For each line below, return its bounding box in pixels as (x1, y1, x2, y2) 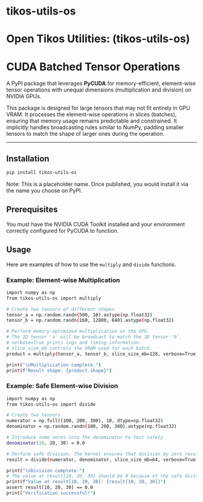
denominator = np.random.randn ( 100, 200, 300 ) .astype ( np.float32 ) (6, 423, 177, 430)
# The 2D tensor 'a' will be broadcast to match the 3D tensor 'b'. (6, 334, 182, 340)
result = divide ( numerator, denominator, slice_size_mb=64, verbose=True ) (6, 457, 199, 463)
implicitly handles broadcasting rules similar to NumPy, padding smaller (6, 124, 184, 131)
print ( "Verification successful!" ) (6, 490, 96, 497)
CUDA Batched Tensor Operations (6, 59, 181, 73)
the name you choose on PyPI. (6, 187, 83, 194)
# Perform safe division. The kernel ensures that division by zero (6, 450, 182, 457)
